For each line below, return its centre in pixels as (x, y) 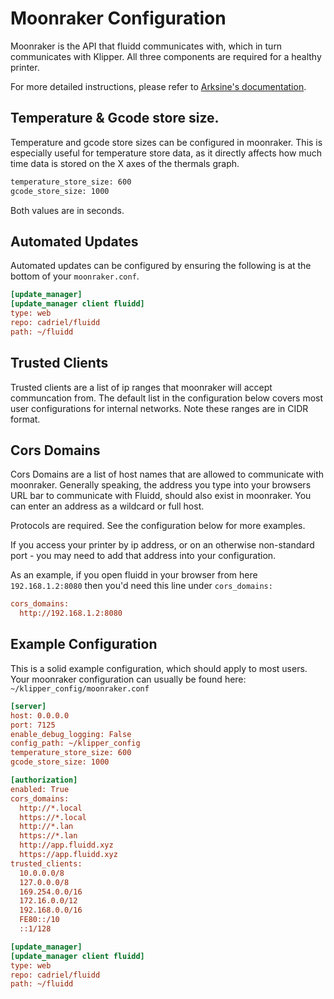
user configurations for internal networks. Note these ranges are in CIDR (159, 408)
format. (25, 419)
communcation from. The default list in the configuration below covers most (167, 398)
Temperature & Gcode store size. (115, 118)
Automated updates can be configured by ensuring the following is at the (161, 266)
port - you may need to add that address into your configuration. (143, 556)
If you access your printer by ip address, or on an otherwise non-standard (162, 545)
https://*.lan (48, 836)
